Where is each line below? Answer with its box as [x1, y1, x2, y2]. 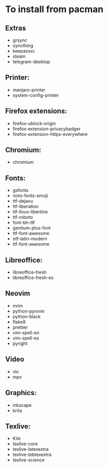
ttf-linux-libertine [12, 209, 48, 215]
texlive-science [12, 457, 45, 463]
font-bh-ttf [12, 219, 35, 226]
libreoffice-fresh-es [12, 275, 54, 281]
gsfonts [12, 187, 29, 193]
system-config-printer [12, 92, 59, 98]
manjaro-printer [12, 87, 45, 93]
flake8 [12, 319, 26, 325]
